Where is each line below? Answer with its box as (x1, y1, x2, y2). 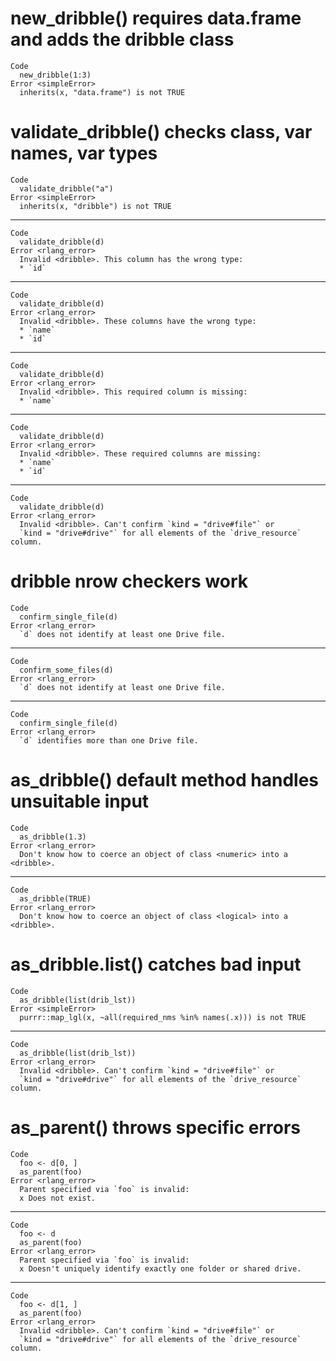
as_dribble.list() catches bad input (10, 953, 302, 976)
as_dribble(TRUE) (19, 893, 92, 904)
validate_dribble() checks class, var (10, 121, 313, 144)
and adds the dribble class (10, 28, 235, 51)
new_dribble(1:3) (19, 70, 92, 80)
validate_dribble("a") (19, 183, 114, 194)
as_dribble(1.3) (19, 832, 87, 842)
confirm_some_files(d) (19, 665, 114, 675)
